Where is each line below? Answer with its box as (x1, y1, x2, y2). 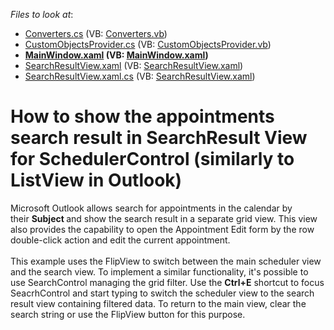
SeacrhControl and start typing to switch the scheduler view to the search (10, 287, 315, 299)
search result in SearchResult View (10, 127, 308, 149)
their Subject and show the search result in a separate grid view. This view (10, 212, 318, 224)
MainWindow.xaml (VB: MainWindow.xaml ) (24, 49, 209, 61)
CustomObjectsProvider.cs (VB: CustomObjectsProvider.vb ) (24, 39, 272, 50)
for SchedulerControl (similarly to (10, 148, 295, 171)
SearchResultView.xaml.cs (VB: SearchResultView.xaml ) (24, 70, 256, 82)
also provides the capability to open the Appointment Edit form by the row (10, 223, 315, 235)
